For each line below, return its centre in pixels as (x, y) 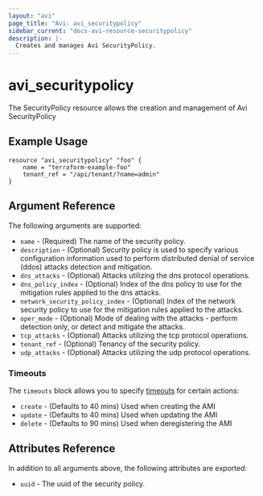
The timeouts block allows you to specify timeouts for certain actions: (124, 391)
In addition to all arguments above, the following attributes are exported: (128, 468)
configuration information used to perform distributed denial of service (137, 258)
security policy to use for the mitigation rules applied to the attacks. (131, 309)
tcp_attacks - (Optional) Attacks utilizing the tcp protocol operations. (134, 335)
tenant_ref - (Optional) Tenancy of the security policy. (110, 344)
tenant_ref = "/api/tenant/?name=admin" (91, 174)
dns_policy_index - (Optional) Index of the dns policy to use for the (131, 283)
